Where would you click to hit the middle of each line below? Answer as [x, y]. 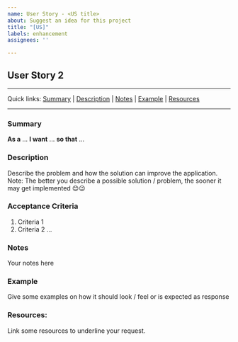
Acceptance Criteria [43, 206]
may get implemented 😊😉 [46, 188]
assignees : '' [28, 40]
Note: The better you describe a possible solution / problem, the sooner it [114, 181]
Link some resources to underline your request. [76, 331]
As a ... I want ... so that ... [46, 139]
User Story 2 [36, 75]
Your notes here [31, 263]
